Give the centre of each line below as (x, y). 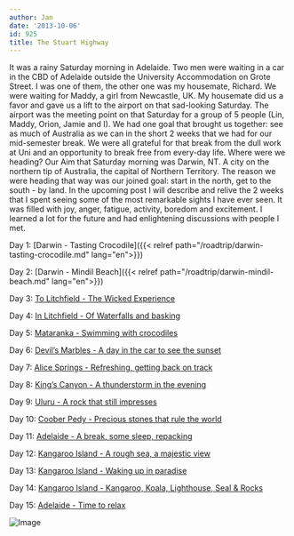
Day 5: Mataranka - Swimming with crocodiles (94, 333)
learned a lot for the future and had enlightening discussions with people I (144, 219)
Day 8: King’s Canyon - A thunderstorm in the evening (108, 385)
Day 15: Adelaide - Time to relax (68, 505)
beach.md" (30, 282)
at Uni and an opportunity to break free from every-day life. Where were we (147, 153)
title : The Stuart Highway (59, 42)
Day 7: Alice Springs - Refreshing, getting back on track (111, 368)
